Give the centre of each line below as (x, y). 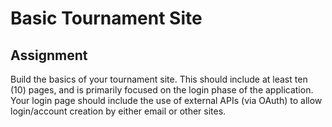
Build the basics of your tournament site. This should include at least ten (159, 79)
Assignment (49, 55)
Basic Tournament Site (106, 18)
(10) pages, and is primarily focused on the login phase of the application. (162, 90)
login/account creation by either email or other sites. (118, 111)
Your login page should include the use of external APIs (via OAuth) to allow (166, 100)
